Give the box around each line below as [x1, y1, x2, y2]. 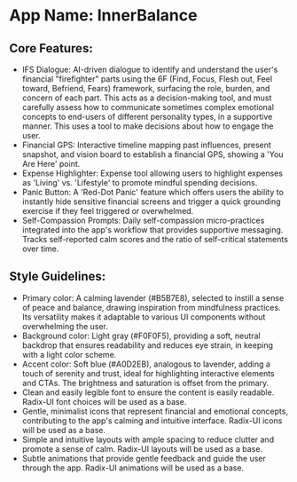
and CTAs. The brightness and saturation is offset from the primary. [21, 377, 270, 388]
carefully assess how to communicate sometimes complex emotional [21, 102, 275, 112]
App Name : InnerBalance [9, 5, 198, 26]
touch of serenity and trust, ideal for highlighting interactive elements [21, 367, 275, 378]
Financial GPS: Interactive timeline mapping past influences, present [21, 139, 272, 150]
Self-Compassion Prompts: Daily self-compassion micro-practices [21, 215, 265, 225]
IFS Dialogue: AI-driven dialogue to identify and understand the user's [21, 64, 278, 75]
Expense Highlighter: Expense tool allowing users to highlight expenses [21, 168, 284, 178]
